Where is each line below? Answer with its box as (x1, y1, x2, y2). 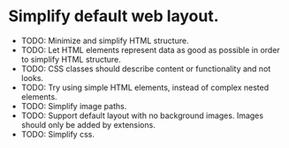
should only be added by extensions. (20, 119, 156, 129)
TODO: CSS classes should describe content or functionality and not (20, 63, 271, 74)
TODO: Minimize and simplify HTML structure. (20, 35, 189, 46)
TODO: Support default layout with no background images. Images (20, 110, 264, 121)
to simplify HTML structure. (20, 54, 121, 64)
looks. (20, 72, 44, 83)
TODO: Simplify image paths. (20, 100, 127, 111)
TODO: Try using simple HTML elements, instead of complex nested (20, 82, 270, 92)
